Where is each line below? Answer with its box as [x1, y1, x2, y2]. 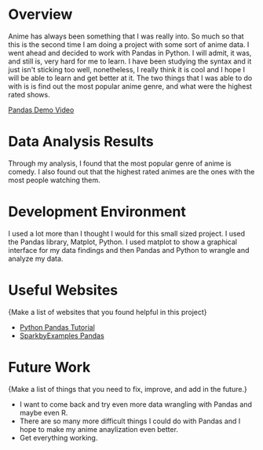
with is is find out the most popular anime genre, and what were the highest [8, 81, 253, 91]
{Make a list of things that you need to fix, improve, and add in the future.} [8, 384, 247, 393]
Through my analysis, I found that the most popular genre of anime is [8, 159, 232, 168]
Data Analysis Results [8, 133, 155, 151]
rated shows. [8, 90, 50, 99]
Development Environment [8, 203, 186, 221]
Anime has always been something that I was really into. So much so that [8, 31, 245, 41]
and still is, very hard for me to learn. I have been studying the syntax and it [8, 57, 252, 66]
